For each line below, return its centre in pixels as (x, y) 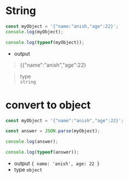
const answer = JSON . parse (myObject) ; (53, 131)
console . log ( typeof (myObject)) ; (45, 42)
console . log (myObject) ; (35, 32)
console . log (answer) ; (32, 142)
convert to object (48, 105)
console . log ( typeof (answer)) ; (43, 152)
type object (28, 170)
